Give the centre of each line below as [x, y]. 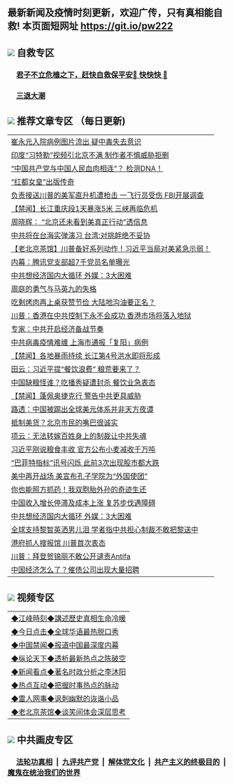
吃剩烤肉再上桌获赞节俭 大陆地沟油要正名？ [83, 302]
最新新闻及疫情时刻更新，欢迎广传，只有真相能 [110, 13]
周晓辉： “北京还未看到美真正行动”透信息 [79, 222]
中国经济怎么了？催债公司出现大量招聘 [76, 570]
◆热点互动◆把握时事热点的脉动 [65, 686]
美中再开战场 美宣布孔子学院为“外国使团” [79, 477]
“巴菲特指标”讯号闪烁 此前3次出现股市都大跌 [85, 463]
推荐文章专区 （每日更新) [71, 121]
